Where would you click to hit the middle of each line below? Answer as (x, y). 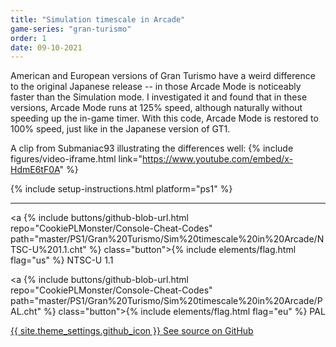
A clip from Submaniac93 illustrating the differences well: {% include (152, 148)
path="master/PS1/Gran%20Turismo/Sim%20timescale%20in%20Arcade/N (167, 239)
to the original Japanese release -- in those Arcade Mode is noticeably (156, 87)
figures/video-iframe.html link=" (76, 159)
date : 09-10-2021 (46, 47)
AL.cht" (26, 312)
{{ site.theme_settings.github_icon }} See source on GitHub (132, 331)
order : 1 (28, 38)
